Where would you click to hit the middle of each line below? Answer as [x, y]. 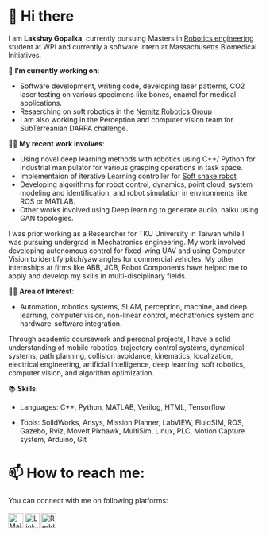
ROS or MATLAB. [47, 201]
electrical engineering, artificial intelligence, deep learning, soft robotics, [127, 364]
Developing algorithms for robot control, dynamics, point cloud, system [136, 184]
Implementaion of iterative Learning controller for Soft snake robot [128, 176]
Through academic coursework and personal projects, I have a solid [120, 339]
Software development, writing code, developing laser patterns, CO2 [132, 86]
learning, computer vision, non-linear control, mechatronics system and [137, 315]
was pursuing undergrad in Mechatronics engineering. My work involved [127, 242]
